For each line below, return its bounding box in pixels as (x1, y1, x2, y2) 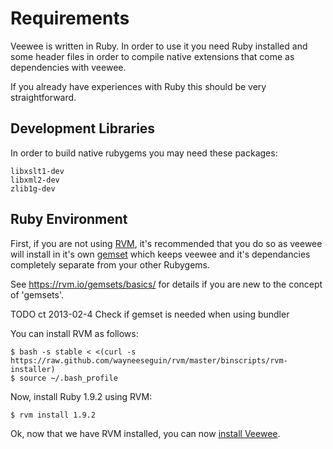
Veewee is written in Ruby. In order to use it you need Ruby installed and (10, 40, 308, 52)
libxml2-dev (10, 175, 60, 185)
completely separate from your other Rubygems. (10, 258, 210, 271)
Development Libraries (10, 120, 156, 137)
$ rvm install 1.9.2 (10, 410, 97, 420)
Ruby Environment (10, 211, 128, 228)
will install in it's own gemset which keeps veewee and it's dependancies (10, 248, 311, 260)
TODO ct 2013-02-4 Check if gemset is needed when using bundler (10, 308, 290, 320)
